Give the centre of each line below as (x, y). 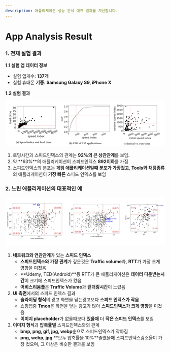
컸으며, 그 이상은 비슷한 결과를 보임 (60, 344)
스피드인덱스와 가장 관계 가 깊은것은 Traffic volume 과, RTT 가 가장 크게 (90, 262)
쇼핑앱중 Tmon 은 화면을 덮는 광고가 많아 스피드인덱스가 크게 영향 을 (87, 306)
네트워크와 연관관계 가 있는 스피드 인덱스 (52, 255)
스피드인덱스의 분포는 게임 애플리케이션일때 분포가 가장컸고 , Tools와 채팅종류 (89, 168)
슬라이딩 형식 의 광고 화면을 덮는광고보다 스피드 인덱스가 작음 (80, 300)
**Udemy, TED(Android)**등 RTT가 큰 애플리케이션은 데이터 (82, 274)
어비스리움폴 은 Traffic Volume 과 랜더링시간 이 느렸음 (73, 287)
